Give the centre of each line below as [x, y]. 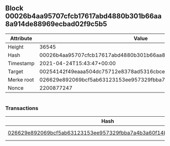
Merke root [21, 79]
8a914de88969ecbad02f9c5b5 [56, 24]
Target [16, 71]
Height [16, 46]
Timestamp [21, 63]
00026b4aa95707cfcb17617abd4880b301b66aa [83, 16]
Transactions [22, 108]
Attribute [21, 38]
